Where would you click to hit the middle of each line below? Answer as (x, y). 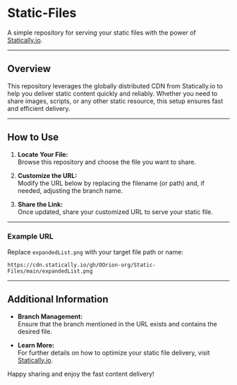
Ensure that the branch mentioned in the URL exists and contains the (117, 324)
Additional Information (58, 299)
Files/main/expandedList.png (50, 271)
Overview (29, 69)
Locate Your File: (43, 154)
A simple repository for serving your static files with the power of (102, 32)
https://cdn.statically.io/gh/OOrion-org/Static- (82, 265)
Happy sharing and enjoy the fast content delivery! (81, 374)
